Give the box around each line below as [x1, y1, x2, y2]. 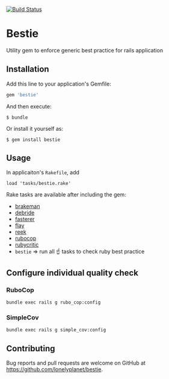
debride [14, 209, 35, 216]
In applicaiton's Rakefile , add [6, 169, 80, 176]
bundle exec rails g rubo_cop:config [6, 299, 101, 305]
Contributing [6, 343, 55, 354]
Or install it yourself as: [6, 125, 63, 132]
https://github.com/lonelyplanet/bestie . [6, 366, 103, 373]
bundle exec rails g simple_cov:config [6, 327, 106, 333]
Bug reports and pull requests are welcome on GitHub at [6, 359, 146, 367]
